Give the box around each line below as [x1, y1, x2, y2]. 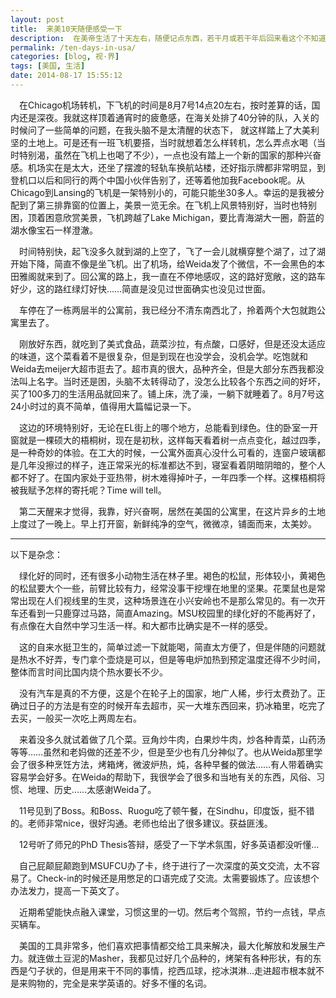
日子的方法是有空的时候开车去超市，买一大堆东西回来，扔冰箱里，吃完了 [27, 699, 326, 711]
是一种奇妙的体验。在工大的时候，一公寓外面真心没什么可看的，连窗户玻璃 [10, 446, 317, 458]
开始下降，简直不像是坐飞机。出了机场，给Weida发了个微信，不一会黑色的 [10, 257, 317, 270]
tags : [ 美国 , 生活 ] [10, 61, 86, 71]
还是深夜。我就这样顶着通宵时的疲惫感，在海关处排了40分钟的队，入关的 [18, 111, 320, 123]
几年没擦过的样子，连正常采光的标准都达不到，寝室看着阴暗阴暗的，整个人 [18, 459, 326, 471]
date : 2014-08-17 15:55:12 [10, 71, 123, 81]
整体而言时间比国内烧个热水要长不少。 [10, 666, 168, 678]
